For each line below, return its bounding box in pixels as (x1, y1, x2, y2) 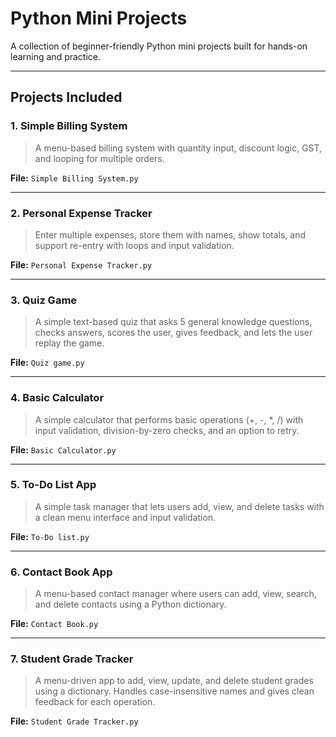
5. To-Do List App (10, 478, 97, 492)
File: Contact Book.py (10, 618, 99, 630)
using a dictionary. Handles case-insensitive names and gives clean (34, 685, 315, 697)
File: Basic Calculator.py (10, 443, 117, 456)
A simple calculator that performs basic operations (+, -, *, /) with (34, 413, 304, 426)
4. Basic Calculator (10, 391, 105, 405)
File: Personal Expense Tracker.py (10, 258, 153, 271)
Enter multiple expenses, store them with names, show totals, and (34, 228, 307, 241)
